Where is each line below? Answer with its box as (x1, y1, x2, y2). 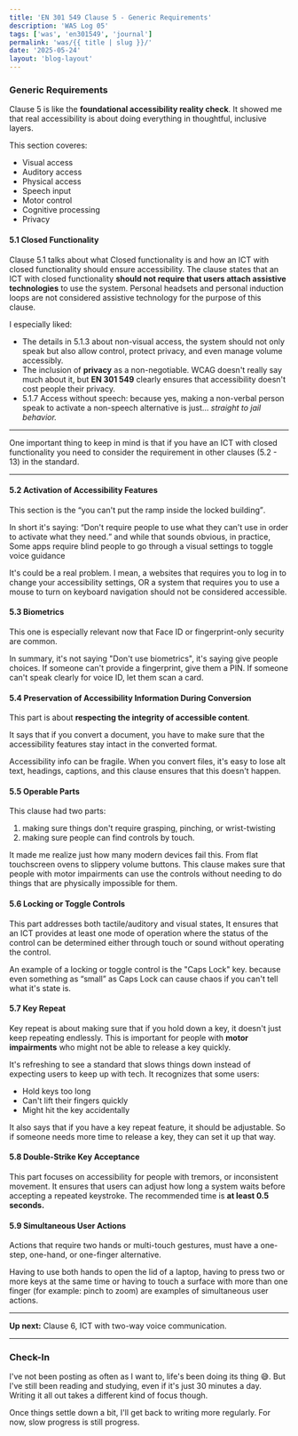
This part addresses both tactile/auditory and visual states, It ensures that (9, 918, 279, 929)
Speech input (21, 186, 71, 197)
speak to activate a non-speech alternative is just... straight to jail (21, 402, 262, 413)
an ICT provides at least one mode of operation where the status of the (9, 927, 269, 939)
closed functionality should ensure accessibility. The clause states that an (9, 263, 279, 274)
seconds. (9, 1199, 45, 1210)
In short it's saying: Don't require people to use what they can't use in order (9, 521, 289, 532)
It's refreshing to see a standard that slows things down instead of (9, 1059, 251, 1069)
